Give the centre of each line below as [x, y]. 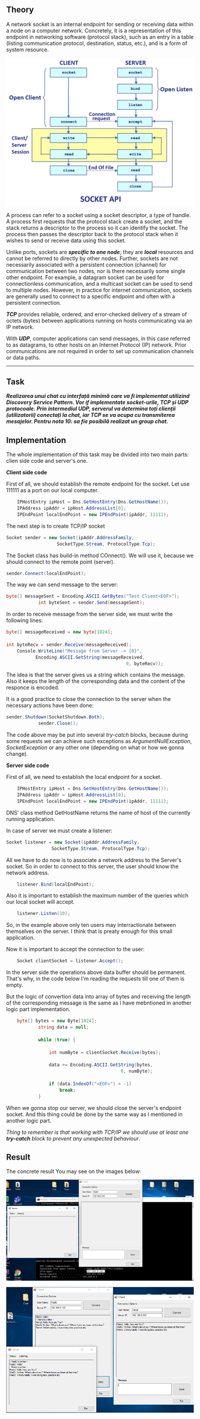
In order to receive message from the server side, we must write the [90, 614]
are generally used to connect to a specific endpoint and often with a [91, 296]
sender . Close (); [58, 724]
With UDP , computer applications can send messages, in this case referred [98, 338]
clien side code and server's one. [47, 461]
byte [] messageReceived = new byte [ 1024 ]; [60, 632]
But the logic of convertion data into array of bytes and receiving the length [99, 997]
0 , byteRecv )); [145, 664]
